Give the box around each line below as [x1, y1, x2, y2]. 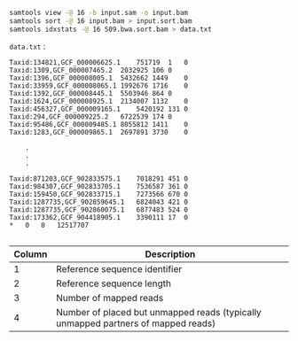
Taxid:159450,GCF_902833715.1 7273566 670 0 [9, 190, 189, 198]
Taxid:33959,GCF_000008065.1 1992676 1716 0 [9, 81, 189, 90]
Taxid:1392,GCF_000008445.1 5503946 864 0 [9, 89, 173, 97]
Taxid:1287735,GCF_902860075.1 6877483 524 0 [9, 205, 189, 214]
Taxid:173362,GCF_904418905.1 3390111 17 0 [9, 213, 189, 221]
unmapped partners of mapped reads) [56, 317, 216, 329]
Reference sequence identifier [56, 262, 183, 275]
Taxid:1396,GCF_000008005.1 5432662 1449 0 [9, 74, 189, 82]
